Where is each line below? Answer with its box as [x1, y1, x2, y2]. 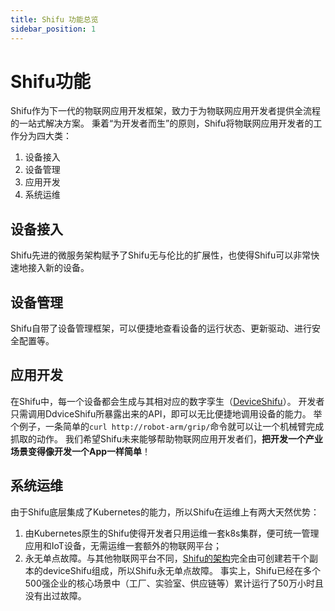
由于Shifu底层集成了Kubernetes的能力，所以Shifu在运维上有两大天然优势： [10, 506, 320, 518]
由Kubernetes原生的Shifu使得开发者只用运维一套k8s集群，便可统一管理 [24, 527, 320, 539]
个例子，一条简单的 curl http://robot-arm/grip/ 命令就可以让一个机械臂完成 [10, 420, 325, 432]
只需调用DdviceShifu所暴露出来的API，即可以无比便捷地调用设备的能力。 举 [10, 407, 323, 420]
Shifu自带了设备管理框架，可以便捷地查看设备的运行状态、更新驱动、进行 [10, 322, 313, 335]
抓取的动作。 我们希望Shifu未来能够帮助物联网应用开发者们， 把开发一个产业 [10, 432, 324, 445]
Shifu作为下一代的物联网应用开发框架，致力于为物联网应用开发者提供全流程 [10, 105, 322, 117]
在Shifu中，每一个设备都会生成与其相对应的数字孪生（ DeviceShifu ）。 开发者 [10, 395, 325, 407]
